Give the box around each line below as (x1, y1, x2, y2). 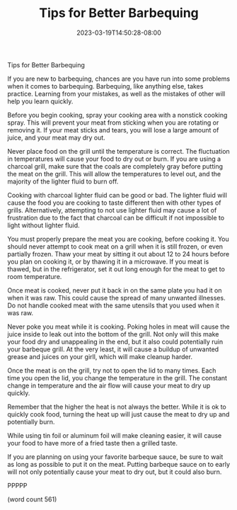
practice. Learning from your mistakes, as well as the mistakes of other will (7, 89, 226, 98)
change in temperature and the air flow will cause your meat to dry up (7, 381, 211, 390)
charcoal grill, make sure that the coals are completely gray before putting (7, 161, 223, 171)
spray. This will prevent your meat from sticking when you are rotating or (7, 118, 219, 127)
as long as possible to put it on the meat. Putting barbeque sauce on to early (7, 460, 231, 468)
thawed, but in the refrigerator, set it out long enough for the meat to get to (7, 264, 225, 273)
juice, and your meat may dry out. (7, 133, 106, 142)
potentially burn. (7, 417, 55, 426)
